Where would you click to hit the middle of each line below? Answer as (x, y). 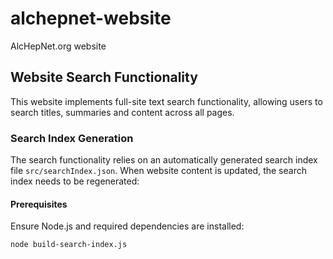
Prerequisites (39, 204)
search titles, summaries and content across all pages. (122, 112)
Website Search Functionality (104, 77)
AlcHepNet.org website (58, 46)
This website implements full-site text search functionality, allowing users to (166, 101)
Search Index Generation (72, 138)
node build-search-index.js (69, 245)
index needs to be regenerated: (75, 181)
